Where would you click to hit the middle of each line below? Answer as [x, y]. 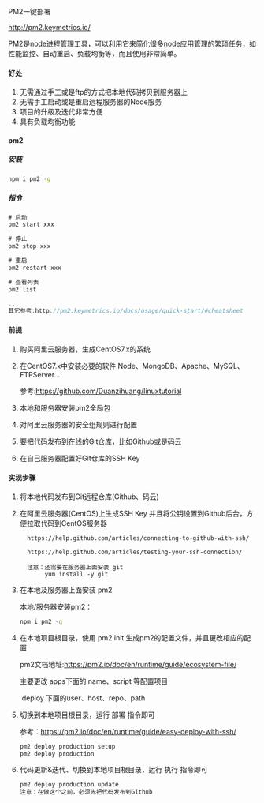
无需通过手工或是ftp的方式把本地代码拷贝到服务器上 [103, 92]
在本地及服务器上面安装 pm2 [66, 590]
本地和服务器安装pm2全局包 [65, 407]
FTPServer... [40, 374]
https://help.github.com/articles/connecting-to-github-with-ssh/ [138, 538]
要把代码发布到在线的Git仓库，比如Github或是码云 [100, 441]
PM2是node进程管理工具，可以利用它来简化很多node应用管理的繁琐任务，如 [132, 43]
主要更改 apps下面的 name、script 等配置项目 [93, 681]
